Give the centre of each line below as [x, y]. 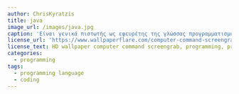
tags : [15, 66]
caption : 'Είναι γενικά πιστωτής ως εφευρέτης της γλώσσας [97, 34]
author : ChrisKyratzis [41, 14]
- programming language [49, 73]
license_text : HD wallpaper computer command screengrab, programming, [116, 47]
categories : [25, 54]
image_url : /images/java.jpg [51, 27]
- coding [27, 80]
